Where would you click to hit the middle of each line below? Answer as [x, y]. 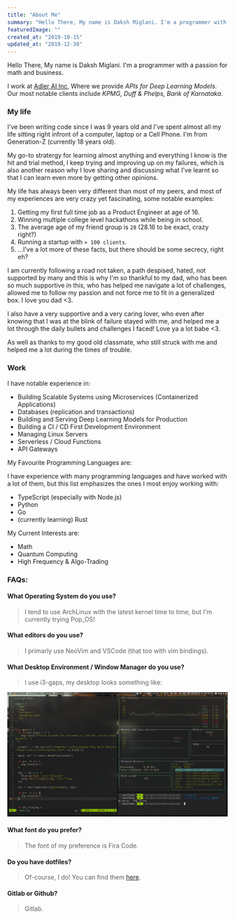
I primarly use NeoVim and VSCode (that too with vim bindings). [116, 651]
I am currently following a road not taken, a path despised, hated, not [107, 270]
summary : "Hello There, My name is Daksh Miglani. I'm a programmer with [117, 22]
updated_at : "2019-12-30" [45, 44]
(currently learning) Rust [52, 519]
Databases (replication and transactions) [76, 412]
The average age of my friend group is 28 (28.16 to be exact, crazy [113, 227]
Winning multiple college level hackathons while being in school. [110, 220]
